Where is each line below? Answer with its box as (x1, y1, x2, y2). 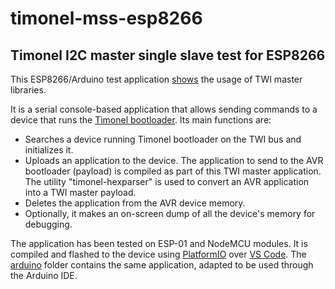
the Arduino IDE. (10, 270, 78, 281)
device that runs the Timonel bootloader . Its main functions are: (10, 114, 272, 126)
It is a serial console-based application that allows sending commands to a (10, 103, 318, 115)
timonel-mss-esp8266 (10, 7, 203, 30)
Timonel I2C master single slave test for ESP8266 (10, 47, 326, 64)
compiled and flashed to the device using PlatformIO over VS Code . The (10, 248, 307, 260)
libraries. (10, 84, 47, 96)
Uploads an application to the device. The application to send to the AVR (24, 155, 324, 166)
